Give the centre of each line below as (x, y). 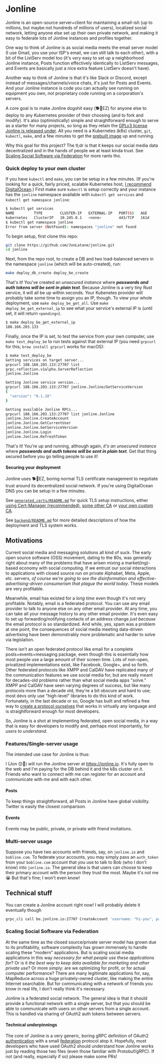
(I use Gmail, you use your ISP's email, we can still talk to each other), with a (82, 53)
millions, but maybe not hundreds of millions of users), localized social (76, 27)
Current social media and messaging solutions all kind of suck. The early (78, 552)
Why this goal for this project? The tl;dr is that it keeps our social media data (82, 145)
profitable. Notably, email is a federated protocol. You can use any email (78, 603)
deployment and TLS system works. (42, 525)
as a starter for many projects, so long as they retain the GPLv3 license (76, 125)
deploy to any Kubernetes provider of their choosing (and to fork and (75, 115)
